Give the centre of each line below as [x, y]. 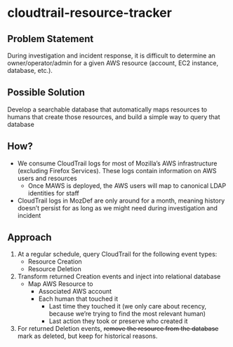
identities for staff [53, 193]
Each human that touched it [78, 299]
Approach [29, 237]
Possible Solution [46, 93]
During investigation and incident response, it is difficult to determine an [112, 55]
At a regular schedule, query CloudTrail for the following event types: [117, 254]
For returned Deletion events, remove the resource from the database [118, 329]
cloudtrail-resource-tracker [89, 13]
